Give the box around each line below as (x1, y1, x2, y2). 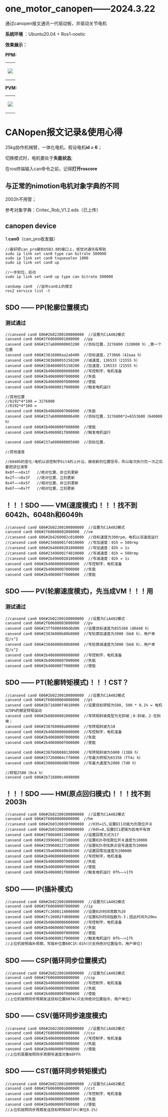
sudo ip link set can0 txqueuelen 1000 (5, 255, 89, 261)
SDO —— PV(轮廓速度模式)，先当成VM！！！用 (5, 587, 153, 595)
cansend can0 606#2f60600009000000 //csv (5, 1030, 95, 1035)
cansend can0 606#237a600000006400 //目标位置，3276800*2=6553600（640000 (5, 414, 162, 419)
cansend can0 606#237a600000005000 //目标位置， (5, 440, 107, 445)
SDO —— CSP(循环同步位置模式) (5, 956, 107, 964)
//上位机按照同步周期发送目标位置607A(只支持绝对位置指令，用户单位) (5, 996, 132, 1002)
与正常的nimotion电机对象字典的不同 (5, 182, 119, 190)
